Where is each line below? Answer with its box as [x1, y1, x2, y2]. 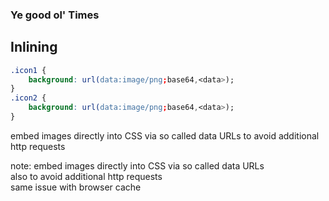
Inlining [10, 39, 58, 56]
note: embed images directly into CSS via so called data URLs [10, 159, 265, 172]
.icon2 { [10, 93, 47, 103]
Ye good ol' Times [10, 8, 100, 22]
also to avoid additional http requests [10, 170, 163, 182]
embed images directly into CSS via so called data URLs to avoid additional [10, 129, 320, 142]
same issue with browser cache [10, 181, 142, 193]
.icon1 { [10, 65, 47, 75]
